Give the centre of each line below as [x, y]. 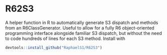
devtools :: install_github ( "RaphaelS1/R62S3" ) [54, 47]
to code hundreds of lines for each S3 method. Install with [65, 38]
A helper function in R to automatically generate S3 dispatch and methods [82, 22]
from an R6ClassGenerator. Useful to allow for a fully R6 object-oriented [80, 27]
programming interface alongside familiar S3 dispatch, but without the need [83, 33]
